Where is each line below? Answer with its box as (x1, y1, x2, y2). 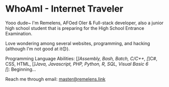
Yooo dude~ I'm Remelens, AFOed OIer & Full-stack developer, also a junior (5, 20, 164, 26)
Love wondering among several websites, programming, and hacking (5, 40, 150, 46)
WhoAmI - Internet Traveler (5, 3, 124, 15)
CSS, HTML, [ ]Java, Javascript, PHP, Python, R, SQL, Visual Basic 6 (5, 61, 149, 67)
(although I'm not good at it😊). (5, 46, 70, 52)
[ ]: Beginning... (5, 66, 37, 72)
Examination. (5, 30, 33, 36)
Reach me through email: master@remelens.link (5, 76, 106, 82)
